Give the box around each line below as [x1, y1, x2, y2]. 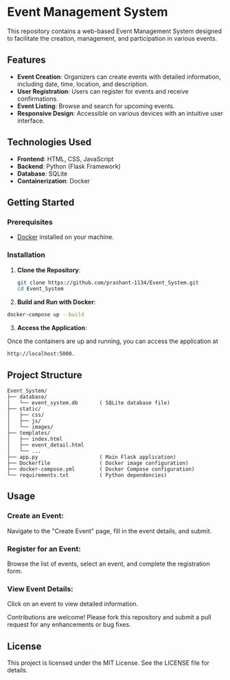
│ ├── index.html [7, 435, 63, 442]
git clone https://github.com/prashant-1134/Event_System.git [16, 279, 199, 286]
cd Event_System [16, 285, 64, 293]
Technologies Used [7, 136, 91, 148]
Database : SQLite [16, 169, 68, 178]
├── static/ [7, 405, 41, 412]
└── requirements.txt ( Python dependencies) [7, 471, 168, 479]
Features [7, 54, 46, 66]
